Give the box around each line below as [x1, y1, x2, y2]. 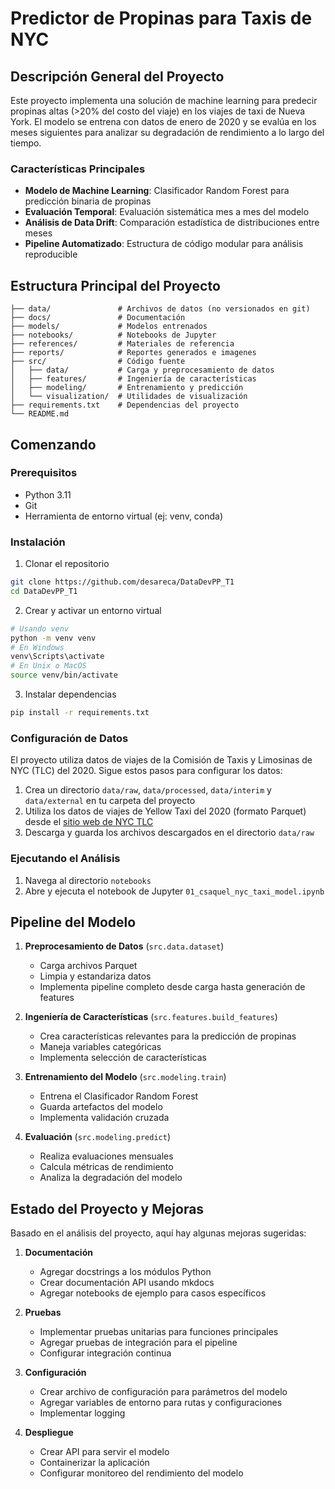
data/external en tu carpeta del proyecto [24, 795, 196, 807]
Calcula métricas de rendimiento [39, 1161, 174, 1173]
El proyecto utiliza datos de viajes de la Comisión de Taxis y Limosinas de [10, 754, 313, 766]
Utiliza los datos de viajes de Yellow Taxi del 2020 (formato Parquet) [24, 805, 307, 817]
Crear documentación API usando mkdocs [39, 1277, 215, 1289]
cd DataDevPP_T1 [10, 586, 78, 596]
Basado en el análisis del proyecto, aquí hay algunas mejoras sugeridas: [10, 1227, 307, 1239]
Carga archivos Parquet [39, 960, 138, 972]
